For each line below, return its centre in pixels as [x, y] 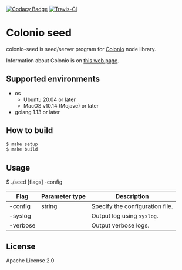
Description [132, 196]
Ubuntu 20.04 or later [50, 99]
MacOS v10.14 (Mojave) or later [61, 105]
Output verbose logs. [120, 225]
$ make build [22, 149]
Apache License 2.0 [30, 260]
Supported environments [53, 79]
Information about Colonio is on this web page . [63, 60]
